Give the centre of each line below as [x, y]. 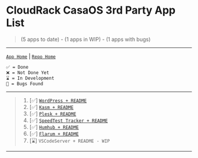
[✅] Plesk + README [53, 114]
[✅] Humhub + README [54, 127]
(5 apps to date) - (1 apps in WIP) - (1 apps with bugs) [85, 39]
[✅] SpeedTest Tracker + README [68, 120]
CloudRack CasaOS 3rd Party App [91, 10]
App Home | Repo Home [31, 56]
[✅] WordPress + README [58, 101]
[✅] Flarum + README [54, 134]
